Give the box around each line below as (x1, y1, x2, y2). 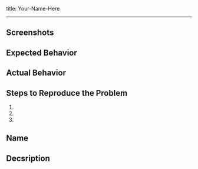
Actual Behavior (6, 68, 67, 78)
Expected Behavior (6, 47, 78, 58)
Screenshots (6, 28, 54, 38)
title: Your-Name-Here (6, 5, 60, 12)
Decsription (6, 153, 50, 163)
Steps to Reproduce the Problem (6, 88, 128, 98)
